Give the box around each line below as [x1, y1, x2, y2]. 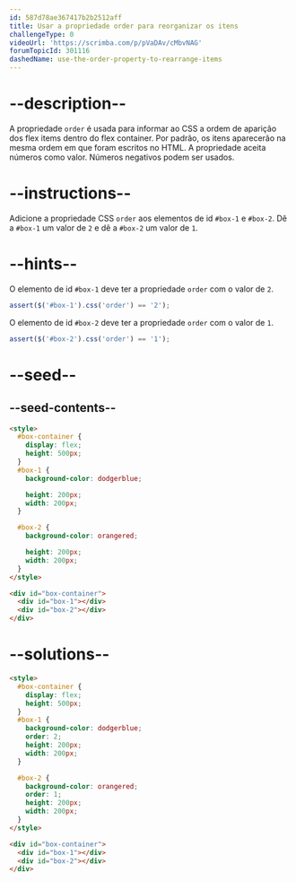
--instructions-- [9, 183, 132, 204]
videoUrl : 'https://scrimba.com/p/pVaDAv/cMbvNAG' [9, 38, 203, 48]
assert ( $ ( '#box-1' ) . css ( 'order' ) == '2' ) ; [9, 301, 170, 310]
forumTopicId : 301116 [9, 47, 91, 56]
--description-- [9, 93, 127, 114]
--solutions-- [9, 644, 110, 665]
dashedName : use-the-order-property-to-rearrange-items [9, 55, 222, 64]
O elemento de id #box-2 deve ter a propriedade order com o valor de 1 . [9, 317, 274, 327]
